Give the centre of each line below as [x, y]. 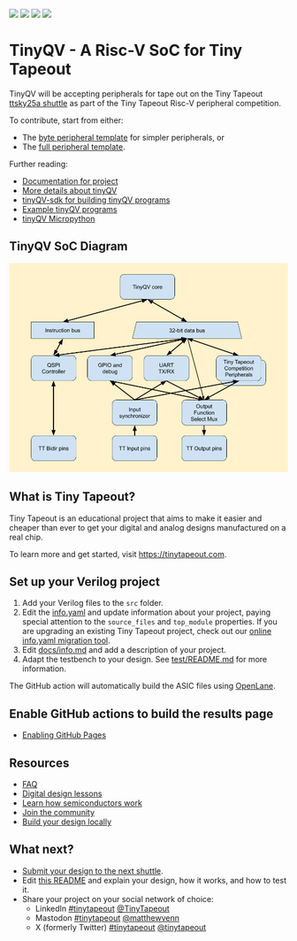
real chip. [26, 537]
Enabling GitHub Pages [64, 735]
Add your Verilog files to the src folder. [92, 603]
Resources [39, 763]
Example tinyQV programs [69, 209]
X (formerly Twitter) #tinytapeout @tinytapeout [121, 927]
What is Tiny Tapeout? [72, 497]
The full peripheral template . [73, 147]
